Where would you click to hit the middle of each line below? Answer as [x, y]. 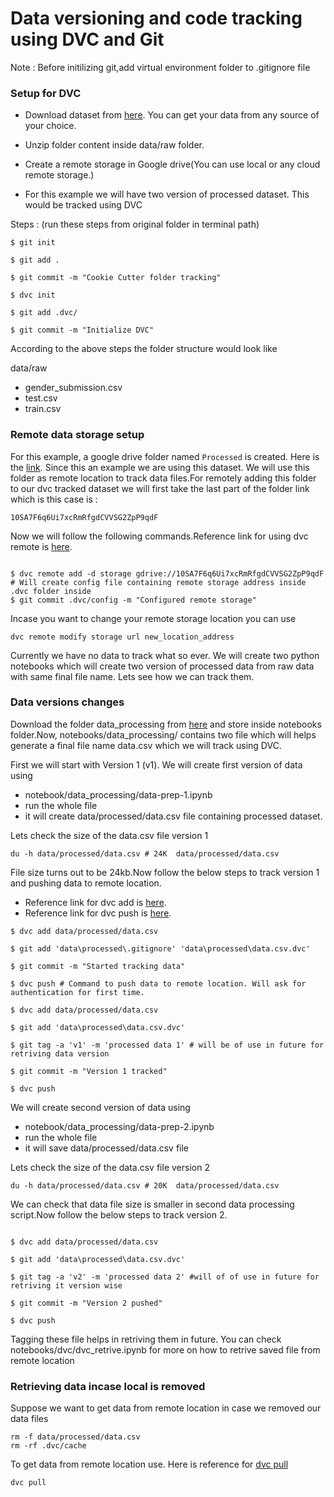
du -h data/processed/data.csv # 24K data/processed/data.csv [145, 853]
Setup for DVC [46, 93]
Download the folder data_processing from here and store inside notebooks [166, 724]
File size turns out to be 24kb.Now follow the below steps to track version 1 [165, 872]
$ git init [33, 243]
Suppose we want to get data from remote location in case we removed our [166, 1408]
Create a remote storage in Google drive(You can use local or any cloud [172, 164]
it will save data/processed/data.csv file [107, 1148]
